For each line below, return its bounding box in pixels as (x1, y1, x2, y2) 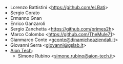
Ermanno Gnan (10, 15, 42, 21)
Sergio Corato (10, 10, 40, 16)
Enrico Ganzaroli (10, 20, 45, 26)
